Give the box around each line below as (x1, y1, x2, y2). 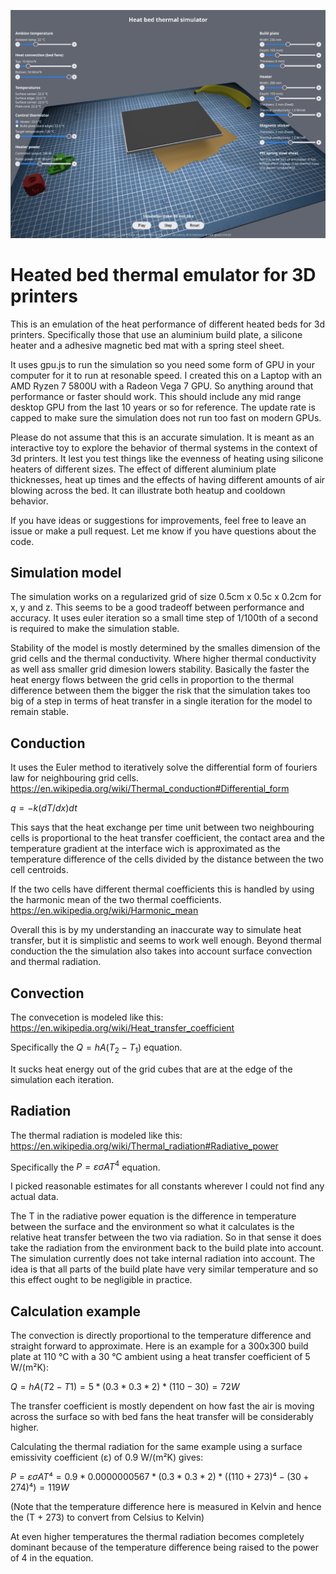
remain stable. (10, 706, 69, 718)
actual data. (10, 1191, 59, 1203)
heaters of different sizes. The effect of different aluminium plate (10, 463, 277, 475)
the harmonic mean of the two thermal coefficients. (10, 894, 222, 906)
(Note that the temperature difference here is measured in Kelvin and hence (10, 1501, 322, 1513)
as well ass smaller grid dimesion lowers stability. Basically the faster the (10, 663, 310, 675)
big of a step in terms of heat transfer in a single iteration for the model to (10, 695, 313, 707)
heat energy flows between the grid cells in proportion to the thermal (10, 674, 295, 686)
